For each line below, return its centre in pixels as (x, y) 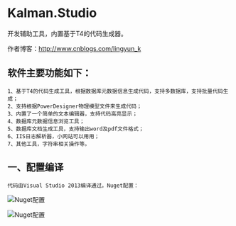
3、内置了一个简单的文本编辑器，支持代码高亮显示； (73, 114)
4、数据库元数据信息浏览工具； (46, 121)
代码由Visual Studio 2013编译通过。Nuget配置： (73, 186)
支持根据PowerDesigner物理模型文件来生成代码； (79, 106)
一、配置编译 (36, 168)
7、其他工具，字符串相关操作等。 (49, 144)
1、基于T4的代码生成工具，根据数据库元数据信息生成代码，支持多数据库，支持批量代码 (116, 91)
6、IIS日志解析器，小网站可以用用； (53, 136)
